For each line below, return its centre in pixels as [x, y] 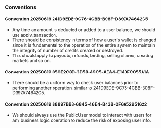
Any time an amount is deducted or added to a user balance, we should [84, 30]
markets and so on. [31, 61]
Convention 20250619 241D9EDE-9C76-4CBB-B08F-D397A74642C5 [77, 19]
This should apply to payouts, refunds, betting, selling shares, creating [83, 55]
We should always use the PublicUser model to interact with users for [82, 115]
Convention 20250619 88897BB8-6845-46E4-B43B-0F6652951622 [76, 104]
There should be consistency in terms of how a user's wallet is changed [84, 40]
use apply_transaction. [35, 35]
